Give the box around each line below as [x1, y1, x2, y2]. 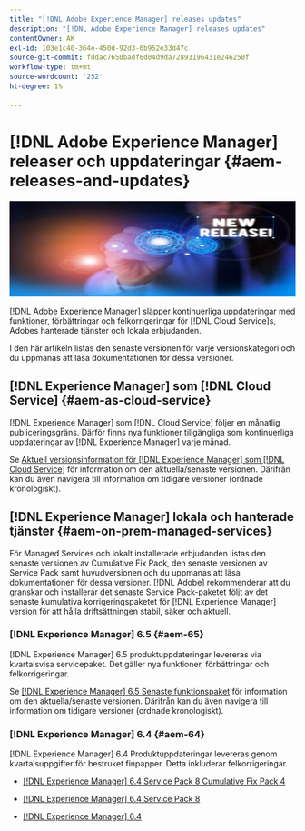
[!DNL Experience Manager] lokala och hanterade [9, 509, 295, 525]
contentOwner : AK [9, 34, 75, 43]
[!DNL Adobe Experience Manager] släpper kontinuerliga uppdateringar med [9, 305, 296, 316]
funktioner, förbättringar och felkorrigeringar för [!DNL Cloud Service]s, [9, 315, 277, 326]
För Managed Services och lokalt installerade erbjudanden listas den [9, 547, 266, 558]
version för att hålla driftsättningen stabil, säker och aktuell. [9, 606, 231, 616]
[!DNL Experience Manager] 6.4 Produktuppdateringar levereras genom [9, 748, 278, 759]
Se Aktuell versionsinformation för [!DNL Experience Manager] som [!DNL [9, 454, 285, 465]
